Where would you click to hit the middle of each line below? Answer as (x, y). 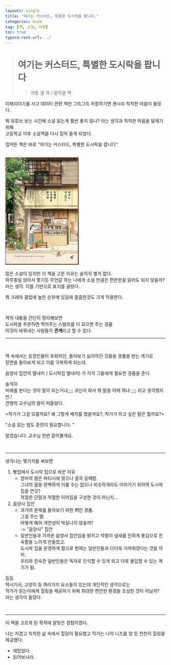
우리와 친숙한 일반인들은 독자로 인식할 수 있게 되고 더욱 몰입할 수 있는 (89, 561)
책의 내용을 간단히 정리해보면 (34, 318)
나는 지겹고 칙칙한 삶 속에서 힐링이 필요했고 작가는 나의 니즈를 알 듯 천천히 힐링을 (85, 633)
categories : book (24, 21)
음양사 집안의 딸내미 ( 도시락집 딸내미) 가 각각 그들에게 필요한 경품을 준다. (78, 373)
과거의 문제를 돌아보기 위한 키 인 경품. (57, 510)
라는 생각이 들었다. (24, 597)
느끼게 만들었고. (50, 542)
